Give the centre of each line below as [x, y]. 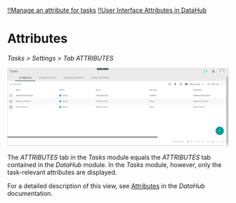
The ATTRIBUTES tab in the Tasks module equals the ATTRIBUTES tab [109, 157]
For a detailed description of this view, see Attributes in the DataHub [106, 185]
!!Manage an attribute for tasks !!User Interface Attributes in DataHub [107, 10]
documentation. [30, 193]
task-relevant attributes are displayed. [62, 172]
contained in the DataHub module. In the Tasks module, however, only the [114, 164]
